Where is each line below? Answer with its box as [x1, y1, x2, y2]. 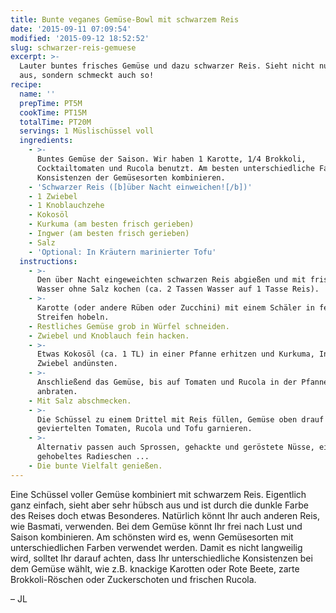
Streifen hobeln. [36, 312, 110, 322]
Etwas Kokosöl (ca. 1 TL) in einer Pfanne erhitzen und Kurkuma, [36, 349, 315, 360]
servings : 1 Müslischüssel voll [19, 126, 155, 136]
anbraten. [36, 386, 78, 396]
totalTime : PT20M [19, 117, 92, 127]
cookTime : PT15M [19, 107, 87, 118]
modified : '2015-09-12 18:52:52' [10, 33, 150, 43]
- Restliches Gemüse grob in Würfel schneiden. [28, 321, 230, 331]
